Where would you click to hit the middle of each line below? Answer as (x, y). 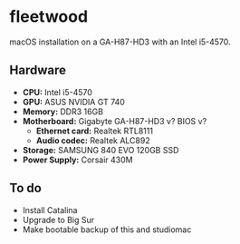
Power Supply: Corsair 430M (77, 160)
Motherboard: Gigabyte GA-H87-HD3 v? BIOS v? (115, 121)
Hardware (38, 70)
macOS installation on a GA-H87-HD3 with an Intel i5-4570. (120, 42)
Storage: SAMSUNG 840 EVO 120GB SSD (101, 150)
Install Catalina (50, 210)
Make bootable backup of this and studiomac (107, 229)
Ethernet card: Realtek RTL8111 (95, 131)
